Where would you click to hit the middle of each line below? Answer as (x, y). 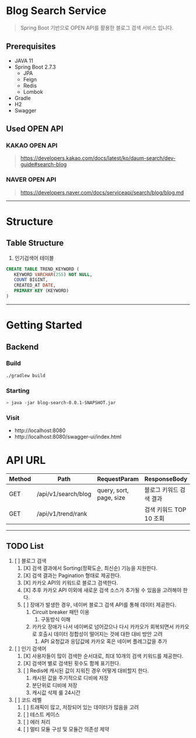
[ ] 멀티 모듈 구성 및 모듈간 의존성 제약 (66, 729)
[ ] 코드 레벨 (28, 700)
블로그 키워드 (162, 490)
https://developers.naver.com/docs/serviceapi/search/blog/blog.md (102, 192)
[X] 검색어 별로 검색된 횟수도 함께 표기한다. (72, 663)
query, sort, (113, 490)
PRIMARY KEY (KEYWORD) (41, 291)
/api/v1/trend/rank (62, 514)
